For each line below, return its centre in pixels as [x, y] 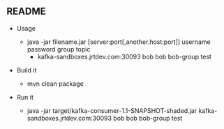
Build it [27, 70]
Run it [25, 97]
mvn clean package [55, 84]
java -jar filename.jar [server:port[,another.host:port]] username [119, 42]
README [26, 12]
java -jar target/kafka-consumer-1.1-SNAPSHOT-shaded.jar [112, 110]
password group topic [59, 49]
